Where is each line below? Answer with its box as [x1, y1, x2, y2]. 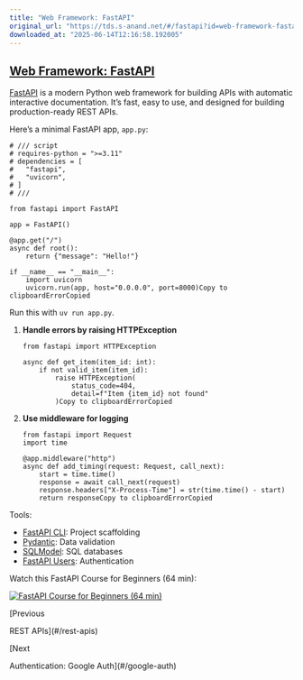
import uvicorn [25, 276, 83, 285]
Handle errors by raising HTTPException [22, 325, 178, 335]
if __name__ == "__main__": [9, 268, 115, 277]
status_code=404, [70, 381, 137, 391]
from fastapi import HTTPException [22, 342, 157, 352]
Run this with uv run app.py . [9, 308, 115, 318]
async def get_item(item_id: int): [22, 358, 157, 367]
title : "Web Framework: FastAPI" [9, 13, 135, 23]
